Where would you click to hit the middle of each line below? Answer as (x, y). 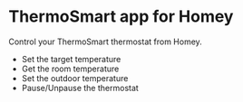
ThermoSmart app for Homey (121, 17)
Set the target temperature (71, 59)
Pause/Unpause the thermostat (80, 88)
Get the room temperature (70, 69)
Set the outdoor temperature (75, 78)
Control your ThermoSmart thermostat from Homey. (106, 42)
